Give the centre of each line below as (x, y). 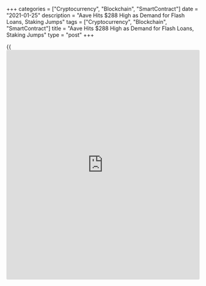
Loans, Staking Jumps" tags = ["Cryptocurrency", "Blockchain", (87, 22)
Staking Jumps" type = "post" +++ (50, 35)
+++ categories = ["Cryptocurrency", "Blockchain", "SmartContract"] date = (102, 9)
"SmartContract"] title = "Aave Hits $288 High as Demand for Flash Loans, (100, 28)
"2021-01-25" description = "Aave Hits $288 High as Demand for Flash (96, 15)
